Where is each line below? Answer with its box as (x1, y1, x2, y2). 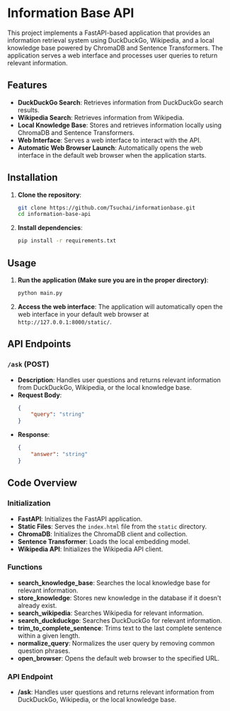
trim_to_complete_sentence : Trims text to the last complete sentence (17, 624, 222, 632)
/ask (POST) (7, 359, 50, 369)
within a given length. (17, 631, 81, 640)
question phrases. (17, 646, 71, 655)
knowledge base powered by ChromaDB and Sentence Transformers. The (7, 43, 223, 52)
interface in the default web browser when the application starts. (17, 151, 207, 159)
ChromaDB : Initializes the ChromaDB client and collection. (17, 529, 188, 538)
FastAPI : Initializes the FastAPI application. (17, 514, 143, 523)
